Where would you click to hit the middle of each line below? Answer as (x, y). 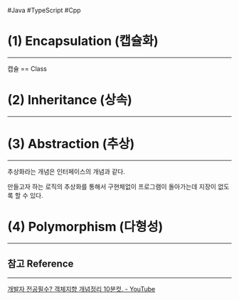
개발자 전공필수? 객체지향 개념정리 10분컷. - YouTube (81, 289)
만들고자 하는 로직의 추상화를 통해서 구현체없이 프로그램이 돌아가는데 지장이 (112, 187)
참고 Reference (41, 264)
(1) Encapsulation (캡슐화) (83, 41)
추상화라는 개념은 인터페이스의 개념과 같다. (67, 171)
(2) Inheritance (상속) (70, 100)
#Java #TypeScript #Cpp (44, 10)
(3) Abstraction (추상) (71, 144)
